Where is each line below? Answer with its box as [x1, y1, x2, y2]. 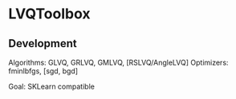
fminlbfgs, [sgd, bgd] [8, 66, 79, 76]
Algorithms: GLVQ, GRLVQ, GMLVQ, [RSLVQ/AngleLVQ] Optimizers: [8, 57, 229, 67]
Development [8, 37, 78, 50]
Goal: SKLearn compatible [8, 81, 95, 91]
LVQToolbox [8, 5, 91, 23]
